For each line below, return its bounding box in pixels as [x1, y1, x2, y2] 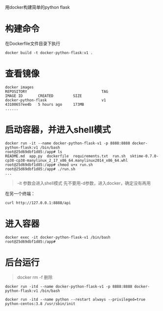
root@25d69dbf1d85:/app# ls [5, 149, 63, 154]
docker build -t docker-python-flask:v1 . [5, 50, 93, 55]
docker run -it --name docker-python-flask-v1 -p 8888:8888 [5, 141, 131, 146]
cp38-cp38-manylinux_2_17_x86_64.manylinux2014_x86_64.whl [5, 158, 128, 163]
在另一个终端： [5, 190, 35, 196]
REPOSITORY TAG [5, 89, 109, 94]
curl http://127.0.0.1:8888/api [5, 200, 71, 205]
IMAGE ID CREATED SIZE [5, 93, 82, 98]
